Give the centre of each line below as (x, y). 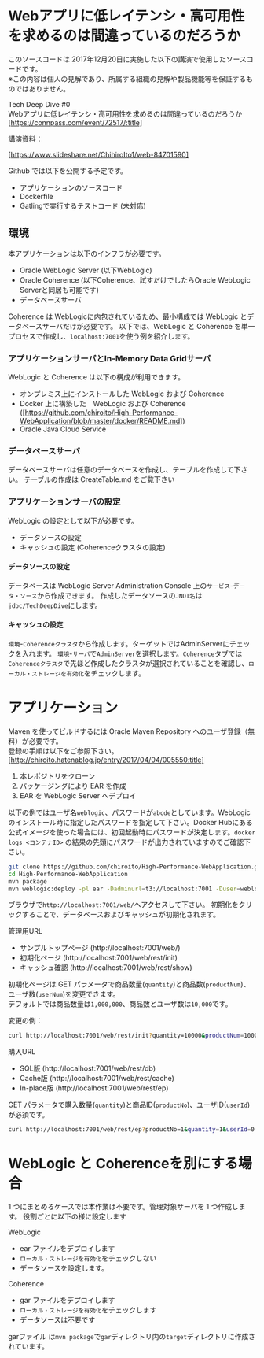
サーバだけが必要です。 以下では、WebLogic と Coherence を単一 (148, 326)
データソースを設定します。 (64, 1268)
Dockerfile (36, 196)
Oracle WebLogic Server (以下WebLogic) (86, 270)
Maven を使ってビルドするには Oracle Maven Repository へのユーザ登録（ (128, 731)
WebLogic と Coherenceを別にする (123, 1164)
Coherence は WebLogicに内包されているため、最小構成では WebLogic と (128, 316)
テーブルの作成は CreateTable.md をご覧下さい (99, 479)
